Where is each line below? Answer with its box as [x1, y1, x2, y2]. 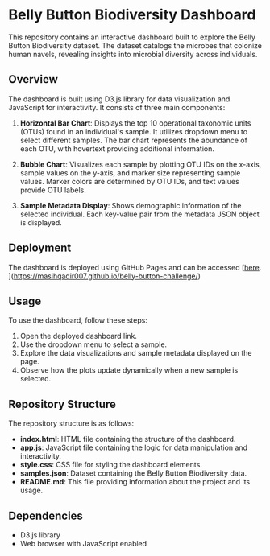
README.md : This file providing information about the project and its [19, 477, 251, 487]
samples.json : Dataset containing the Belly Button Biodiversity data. [19, 468, 247, 478]
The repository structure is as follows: [8, 418, 135, 428]
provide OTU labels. [19, 185, 86, 195]
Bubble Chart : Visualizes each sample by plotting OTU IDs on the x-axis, [19, 159, 262, 169]
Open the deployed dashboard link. [19, 332, 137, 341]
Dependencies [8, 509, 83, 522]
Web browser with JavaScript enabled [19, 539, 147, 548]
